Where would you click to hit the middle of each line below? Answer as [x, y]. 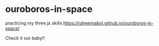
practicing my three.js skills [34, 23]
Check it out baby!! [25, 38]
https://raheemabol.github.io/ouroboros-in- [108, 23]
